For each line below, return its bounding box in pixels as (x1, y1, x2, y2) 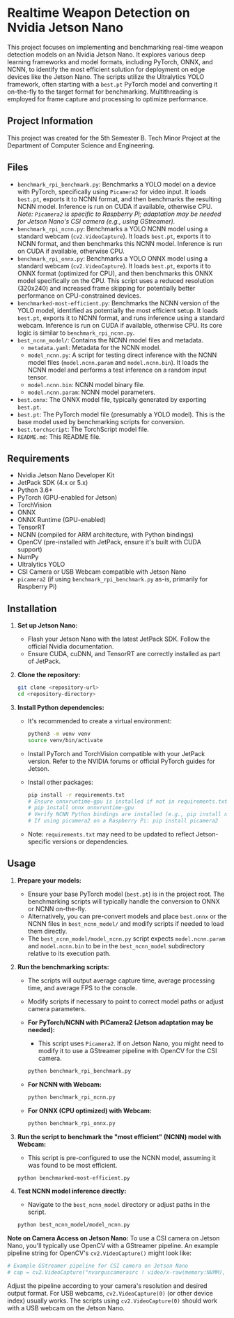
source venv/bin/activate (27, 737, 103, 744)
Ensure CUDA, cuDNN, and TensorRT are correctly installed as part (27, 650, 221, 658)
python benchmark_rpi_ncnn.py (27, 1094, 116, 1101)
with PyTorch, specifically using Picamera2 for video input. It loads (17, 187, 207, 196)
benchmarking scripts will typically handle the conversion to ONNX (27, 897, 221, 906)
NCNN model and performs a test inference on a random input (27, 365, 207, 374)
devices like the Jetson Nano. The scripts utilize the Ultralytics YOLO (7, 72, 205, 81)
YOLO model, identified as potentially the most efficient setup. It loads (17, 306, 218, 314)
